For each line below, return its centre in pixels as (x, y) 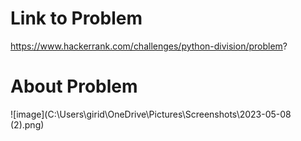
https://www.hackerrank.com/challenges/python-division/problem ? (149, 46)
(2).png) (27, 124)
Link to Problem (76, 18)
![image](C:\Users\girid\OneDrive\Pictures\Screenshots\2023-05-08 (151, 114)
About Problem (74, 86)
